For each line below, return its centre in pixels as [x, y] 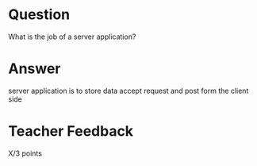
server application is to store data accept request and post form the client [128, 91]
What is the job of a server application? [72, 37]
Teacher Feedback [71, 131]
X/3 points [25, 153]
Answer [35, 69]
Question [39, 15]
